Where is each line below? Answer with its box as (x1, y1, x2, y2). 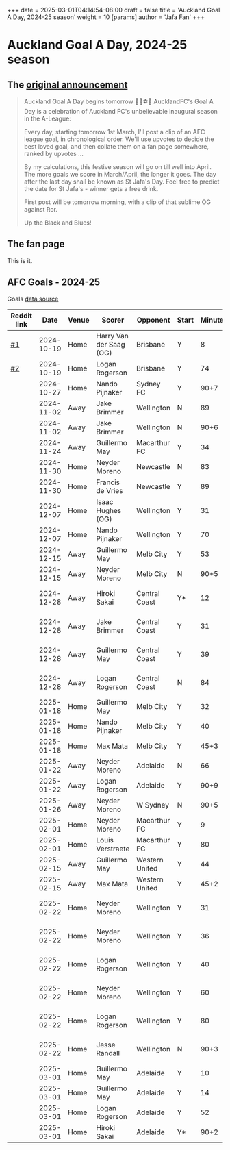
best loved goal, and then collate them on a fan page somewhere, (23, 142, 209, 150)
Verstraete (96, 844, 130, 853)
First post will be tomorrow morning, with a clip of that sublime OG (23, 198, 211, 206)
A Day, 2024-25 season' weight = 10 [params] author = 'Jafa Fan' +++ (7, 13, 205, 21)
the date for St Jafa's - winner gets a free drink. (23, 185, 159, 192)
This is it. (7, 256, 33, 264)
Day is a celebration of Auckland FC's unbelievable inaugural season (23, 108, 218, 115)
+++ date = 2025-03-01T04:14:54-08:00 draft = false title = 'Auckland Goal (7, 6, 220, 14)
